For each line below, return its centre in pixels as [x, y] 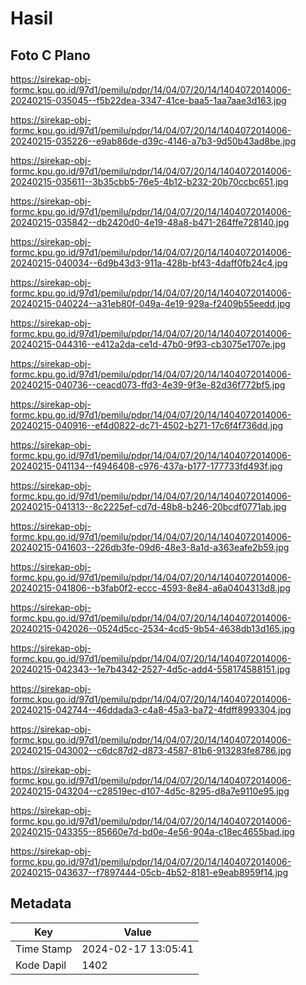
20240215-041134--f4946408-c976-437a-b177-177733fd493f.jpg [146, 466]
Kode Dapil [41, 965]
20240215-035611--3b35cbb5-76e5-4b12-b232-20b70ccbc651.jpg [149, 181]
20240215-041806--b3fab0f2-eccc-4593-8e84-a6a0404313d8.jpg [150, 588]
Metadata [41, 903]
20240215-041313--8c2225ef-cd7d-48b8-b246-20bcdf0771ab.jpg [148, 506]
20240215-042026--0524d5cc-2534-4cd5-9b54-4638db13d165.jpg [153, 628]
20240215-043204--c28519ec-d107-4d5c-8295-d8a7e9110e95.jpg [150, 791]
